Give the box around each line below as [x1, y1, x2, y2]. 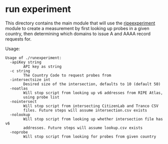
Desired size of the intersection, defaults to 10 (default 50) [23, 81, 161, 86]
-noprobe [10, 129, 28, 134]
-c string [10, 68, 30, 73]
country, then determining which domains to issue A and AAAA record [5, 30, 151, 36]
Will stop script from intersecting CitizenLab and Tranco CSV [23, 103, 158, 108]
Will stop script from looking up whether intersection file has [23, 116, 163, 121]
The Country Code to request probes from [23, 72, 112, 78]
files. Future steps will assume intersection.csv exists [23, 107, 147, 113]
